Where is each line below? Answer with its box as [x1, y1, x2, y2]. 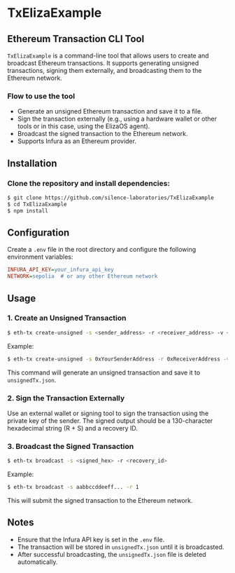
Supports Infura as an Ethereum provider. [17, 137, 136, 145]
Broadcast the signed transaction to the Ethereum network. [17, 130, 188, 138]
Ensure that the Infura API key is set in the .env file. [17, 535, 165, 544]
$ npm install [7, 207, 49, 215]
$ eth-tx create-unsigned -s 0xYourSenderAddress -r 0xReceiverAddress [7, 356, 220, 363]
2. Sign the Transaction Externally [7, 393, 125, 403]
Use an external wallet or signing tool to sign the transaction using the [7, 409, 209, 417]
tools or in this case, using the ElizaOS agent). [17, 122, 150, 130]
